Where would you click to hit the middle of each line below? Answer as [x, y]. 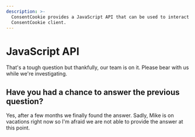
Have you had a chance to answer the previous [93, 92]
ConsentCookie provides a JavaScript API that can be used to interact [100, 17]
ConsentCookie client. [39, 22]
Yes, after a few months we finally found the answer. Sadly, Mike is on [90, 115]
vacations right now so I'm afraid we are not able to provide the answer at [95, 122]
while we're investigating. [36, 74]
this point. [18, 128]
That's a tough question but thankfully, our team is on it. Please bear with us [97, 67]
